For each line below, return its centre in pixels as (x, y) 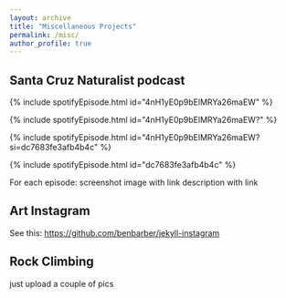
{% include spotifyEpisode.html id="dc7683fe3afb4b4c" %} (123, 165)
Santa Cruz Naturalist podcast (97, 80)
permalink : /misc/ (44, 35)
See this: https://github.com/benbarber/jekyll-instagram (115, 232)
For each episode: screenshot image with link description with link (134, 182)
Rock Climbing (52, 262)
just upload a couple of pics (62, 283)
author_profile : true (51, 43)
